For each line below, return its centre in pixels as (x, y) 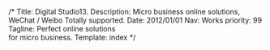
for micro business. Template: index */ (72, 37)
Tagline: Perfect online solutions (62, 29)
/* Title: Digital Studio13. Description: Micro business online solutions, (124, 12)
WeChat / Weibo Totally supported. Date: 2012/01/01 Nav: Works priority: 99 (135, 20)
